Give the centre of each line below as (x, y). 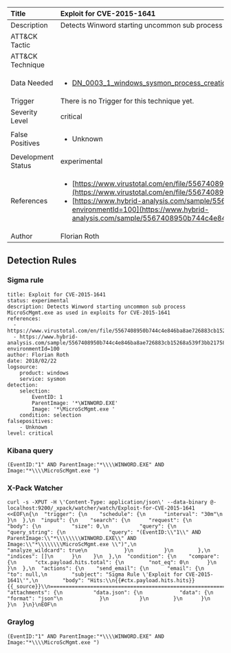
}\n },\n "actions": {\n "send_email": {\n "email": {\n (106, 569)
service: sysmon (43, 379)
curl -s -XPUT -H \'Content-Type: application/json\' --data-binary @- (112, 502)
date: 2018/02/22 (32, 361)
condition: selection (50, 415)
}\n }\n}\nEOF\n (32, 605)
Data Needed (32, 83)
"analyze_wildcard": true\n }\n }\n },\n (109, 550)
